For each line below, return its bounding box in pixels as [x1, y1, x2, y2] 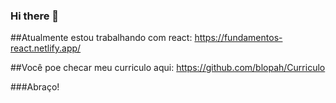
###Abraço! [10, 81, 60, 93]
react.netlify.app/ [10, 42, 82, 54]
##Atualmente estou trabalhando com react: [10, 32, 193, 44]
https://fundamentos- [194, 32, 283, 44]
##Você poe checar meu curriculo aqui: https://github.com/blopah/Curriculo [10, 62, 326, 74]
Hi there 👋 [10, 9, 60, 23]
